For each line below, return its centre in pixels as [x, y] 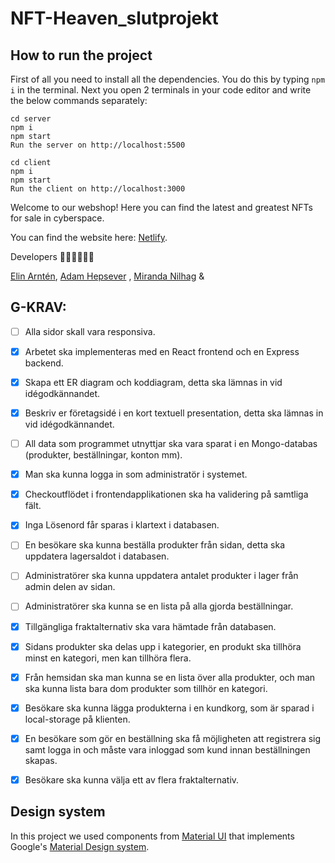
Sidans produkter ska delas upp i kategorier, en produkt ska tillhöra [163, 646]
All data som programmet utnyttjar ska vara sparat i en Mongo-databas [171, 444]
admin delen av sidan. [70, 587]
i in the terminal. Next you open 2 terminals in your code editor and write [161, 90]
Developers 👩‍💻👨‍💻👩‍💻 [52, 256]
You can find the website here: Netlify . [89, 237]
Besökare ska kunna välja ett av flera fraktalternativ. [132, 779]
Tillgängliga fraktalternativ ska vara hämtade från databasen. [150, 626]
